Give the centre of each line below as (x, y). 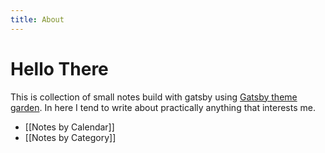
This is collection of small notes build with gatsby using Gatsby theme (154, 97)
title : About (37, 19)
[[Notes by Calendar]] (69, 127)
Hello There (59, 68)
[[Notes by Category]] (70, 137)
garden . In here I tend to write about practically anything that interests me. (163, 107)
